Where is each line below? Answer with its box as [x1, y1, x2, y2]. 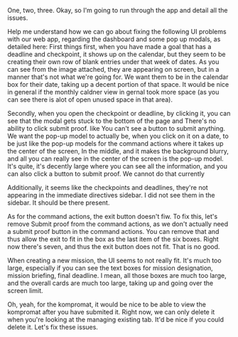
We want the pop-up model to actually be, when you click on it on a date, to [7, 132, 229, 140]
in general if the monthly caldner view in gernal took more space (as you [7, 88, 220, 96]
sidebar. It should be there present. [7, 198, 110, 207]
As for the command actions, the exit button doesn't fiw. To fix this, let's [7, 213, 218, 220]
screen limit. [7, 287, 44, 294]
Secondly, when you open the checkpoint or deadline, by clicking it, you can [7, 109, 231, 117]
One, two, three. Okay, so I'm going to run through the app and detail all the [7, 6, 228, 14]
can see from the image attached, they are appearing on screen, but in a [7, 65, 220, 73]
